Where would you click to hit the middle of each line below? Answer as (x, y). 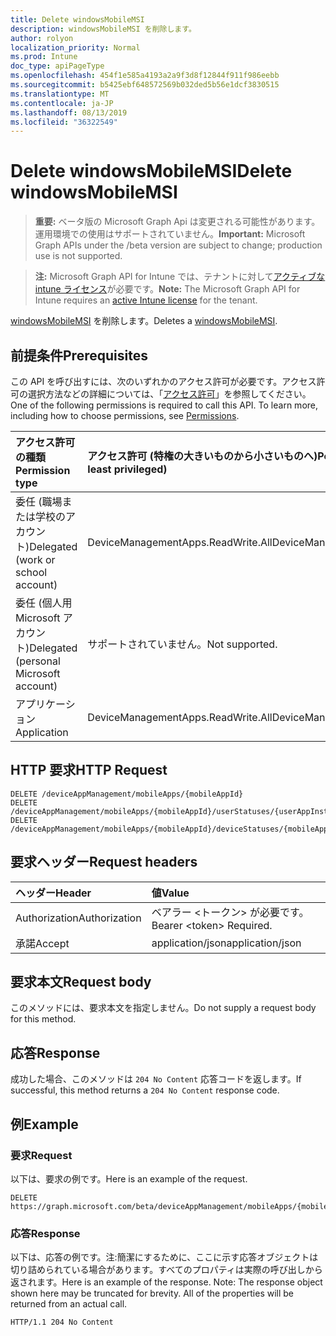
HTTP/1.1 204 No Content (62, 1322)
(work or (35, 559)
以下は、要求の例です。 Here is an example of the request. (129, 1178)
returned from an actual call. (69, 1304)
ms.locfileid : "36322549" (64, 122)
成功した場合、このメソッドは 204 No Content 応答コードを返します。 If (156, 1079)
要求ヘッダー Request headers (104, 862)
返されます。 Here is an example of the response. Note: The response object (166, 1282)
